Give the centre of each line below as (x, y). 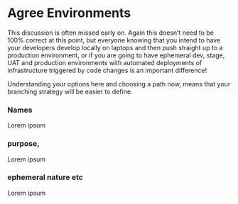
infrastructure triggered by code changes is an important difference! (107, 70)
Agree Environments (69, 13)
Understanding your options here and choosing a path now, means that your (119, 84)
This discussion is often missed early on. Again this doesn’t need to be (111, 33)
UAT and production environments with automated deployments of (105, 62)
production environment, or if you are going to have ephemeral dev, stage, (116, 55)
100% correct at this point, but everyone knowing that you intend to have (114, 40)
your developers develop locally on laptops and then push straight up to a (115, 47)
